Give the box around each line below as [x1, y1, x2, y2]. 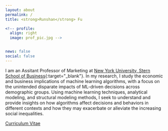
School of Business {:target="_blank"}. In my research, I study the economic [5, 73, 163, 79]
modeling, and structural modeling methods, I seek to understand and [5, 94, 151, 100]
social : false [5, 54, 35, 59]
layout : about [5, 7, 35, 13]
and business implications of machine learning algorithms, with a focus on [5, 78, 160, 84]
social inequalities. [5, 110, 44, 116]
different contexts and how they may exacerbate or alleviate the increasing [5, 105, 161, 111]
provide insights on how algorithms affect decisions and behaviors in [5, 100, 149, 106]
